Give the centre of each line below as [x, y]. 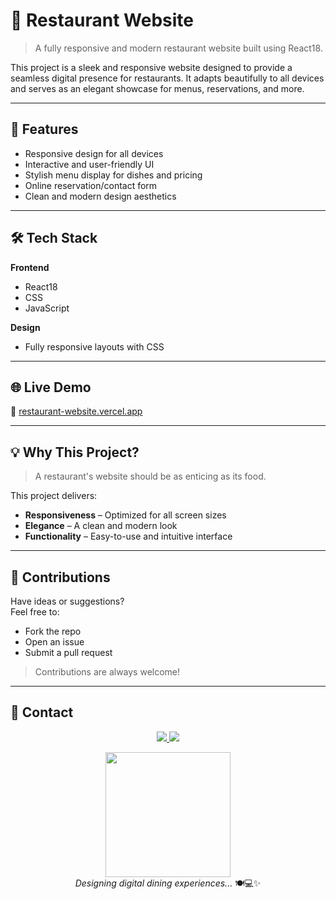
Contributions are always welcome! [107, 672]
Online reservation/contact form [91, 185]
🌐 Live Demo [51, 387]
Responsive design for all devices [94, 153]
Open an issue [54, 642]
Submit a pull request [68, 652]
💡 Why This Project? [75, 452]
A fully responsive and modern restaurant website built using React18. [178, 48]
